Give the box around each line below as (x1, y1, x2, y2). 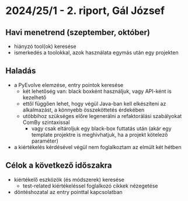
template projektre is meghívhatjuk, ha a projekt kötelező (31, 131, 168, 138)
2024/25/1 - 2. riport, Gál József (5, 4, 165, 18)
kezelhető (22, 93, 47, 100)
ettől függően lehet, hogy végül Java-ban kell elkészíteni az (22, 100, 166, 107)
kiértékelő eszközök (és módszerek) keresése (13, 176, 125, 183)
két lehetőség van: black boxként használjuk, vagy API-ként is (22, 88, 172, 95)
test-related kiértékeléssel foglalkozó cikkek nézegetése (22, 182, 158, 189)
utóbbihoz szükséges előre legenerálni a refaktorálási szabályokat (22, 112, 182, 119)
